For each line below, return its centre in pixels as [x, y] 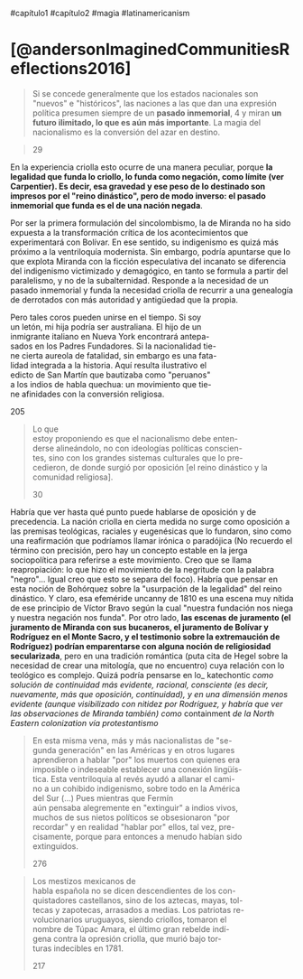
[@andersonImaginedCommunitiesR [150, 50]
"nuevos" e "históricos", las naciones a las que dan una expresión [155, 103]
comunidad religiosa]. [73, 477]
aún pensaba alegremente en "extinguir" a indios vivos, [135, 807]
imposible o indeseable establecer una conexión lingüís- [137, 769]
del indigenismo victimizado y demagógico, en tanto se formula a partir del [149, 271]
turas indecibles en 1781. [78, 948]
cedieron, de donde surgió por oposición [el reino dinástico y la [150, 467]
